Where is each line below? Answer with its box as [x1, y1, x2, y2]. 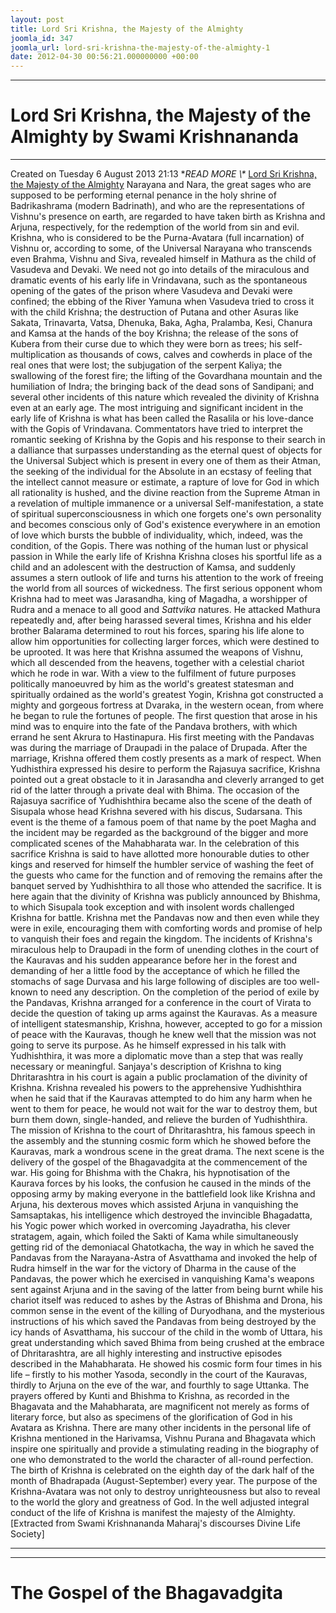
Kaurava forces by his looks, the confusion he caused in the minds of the [10, 1177, 312, 1190]
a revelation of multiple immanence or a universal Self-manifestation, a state [10, 497, 324, 510]
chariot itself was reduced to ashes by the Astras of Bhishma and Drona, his [10, 1294, 323, 1306]
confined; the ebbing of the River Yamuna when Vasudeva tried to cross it [10, 296, 315, 308]
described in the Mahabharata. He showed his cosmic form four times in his [10, 1358, 323, 1370]
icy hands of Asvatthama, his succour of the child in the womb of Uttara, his [10, 1326, 323, 1338]
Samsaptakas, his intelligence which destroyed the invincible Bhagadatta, [10, 1209, 313, 1221]
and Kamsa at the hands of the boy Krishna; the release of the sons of [10, 327, 299, 340]
